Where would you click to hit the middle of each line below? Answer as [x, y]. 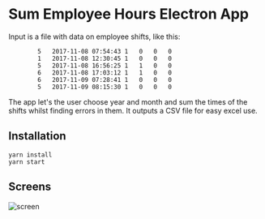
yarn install [30, 155]
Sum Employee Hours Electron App [129, 14]
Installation [37, 136]
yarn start [27, 162]
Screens [30, 187]
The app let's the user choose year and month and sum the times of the [128, 101]
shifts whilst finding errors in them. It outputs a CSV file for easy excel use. [133, 110]
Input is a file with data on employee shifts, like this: [94, 36]
